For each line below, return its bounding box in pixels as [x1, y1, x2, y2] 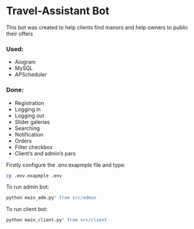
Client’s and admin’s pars [14, 150, 76, 157]
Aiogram [14, 58, 36, 66]
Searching [14, 125, 40, 132]
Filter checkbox [14, 144, 53, 151]
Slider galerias [14, 118, 50, 125]
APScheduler [14, 71, 47, 78]
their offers [6, 30, 34, 37]
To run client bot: [6, 206, 48, 213]
